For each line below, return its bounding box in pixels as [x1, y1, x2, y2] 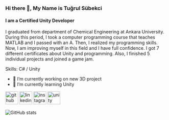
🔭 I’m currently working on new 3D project [12, 76, 102, 82]
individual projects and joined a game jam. [5, 56, 94, 62]
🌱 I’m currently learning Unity [12, 82, 75, 88]
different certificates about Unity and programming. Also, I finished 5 [5, 51, 150, 57]
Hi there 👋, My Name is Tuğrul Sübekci [5, 5, 102, 12]
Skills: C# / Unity [5, 66, 41, 72]
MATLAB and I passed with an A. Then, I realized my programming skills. [5, 39, 158, 46]
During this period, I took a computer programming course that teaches [5, 34, 156, 41]
